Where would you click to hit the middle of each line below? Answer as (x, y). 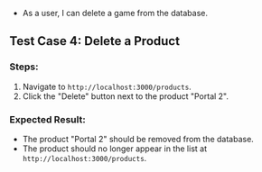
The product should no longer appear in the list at (115, 149)
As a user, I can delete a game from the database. (115, 13)
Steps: (24, 67)
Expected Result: (47, 119)
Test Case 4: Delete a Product (95, 41)
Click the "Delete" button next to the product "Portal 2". (125, 96)
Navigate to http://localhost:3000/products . (107, 86)
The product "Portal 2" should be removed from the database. (138, 139)
